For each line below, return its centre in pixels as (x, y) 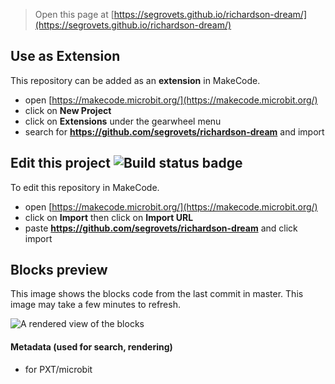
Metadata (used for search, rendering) (91, 347)
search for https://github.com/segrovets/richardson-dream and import (174, 131)
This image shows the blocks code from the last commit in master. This (157, 294)
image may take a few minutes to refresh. (95, 305)
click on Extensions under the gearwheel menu (123, 121)
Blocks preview (59, 270)
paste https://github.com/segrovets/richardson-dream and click (161, 228)
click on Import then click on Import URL (109, 217)
